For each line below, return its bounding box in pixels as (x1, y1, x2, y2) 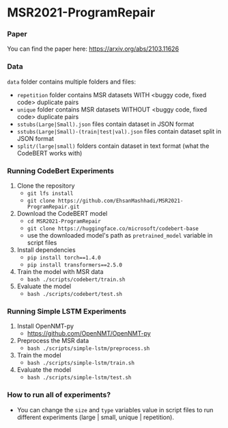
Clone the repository (16, 181, 75, 190)
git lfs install (27, 190, 74, 197)
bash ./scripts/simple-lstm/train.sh (27, 360, 135, 367)
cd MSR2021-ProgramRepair (27, 218, 101, 225)
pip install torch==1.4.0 (27, 255, 101, 262)
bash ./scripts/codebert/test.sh (27, 291, 123, 298)
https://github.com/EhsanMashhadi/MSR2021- (57, 197, 184, 205)
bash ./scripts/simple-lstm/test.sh (27, 375, 132, 381)
